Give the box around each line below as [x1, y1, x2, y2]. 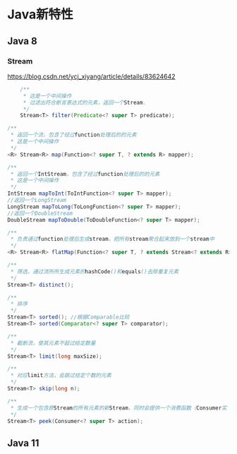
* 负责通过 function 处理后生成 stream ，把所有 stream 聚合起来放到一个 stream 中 [10, 236, 215, 243]
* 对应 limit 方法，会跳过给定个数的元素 [10, 372, 111, 379]
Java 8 [7, 35, 37, 47]
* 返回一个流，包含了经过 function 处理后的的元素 [10, 131, 137, 138]
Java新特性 [7, 6, 73, 23]
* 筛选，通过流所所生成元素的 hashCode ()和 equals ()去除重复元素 [10, 268, 179, 275]
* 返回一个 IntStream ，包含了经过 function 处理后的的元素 [10, 170, 160, 177]
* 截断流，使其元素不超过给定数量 [10, 340, 96, 347]
